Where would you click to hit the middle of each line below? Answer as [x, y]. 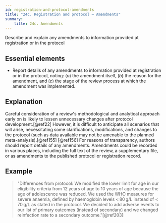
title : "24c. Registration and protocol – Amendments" [63, 14]
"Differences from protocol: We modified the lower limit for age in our [88, 183]
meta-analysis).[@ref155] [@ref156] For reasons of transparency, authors [80, 140]
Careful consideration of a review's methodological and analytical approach [83, 113]
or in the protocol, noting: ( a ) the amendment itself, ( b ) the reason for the [87, 76]
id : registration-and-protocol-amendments [50, 10]
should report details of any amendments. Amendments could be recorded [81, 145]
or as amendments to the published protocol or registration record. [73, 156]
